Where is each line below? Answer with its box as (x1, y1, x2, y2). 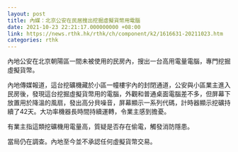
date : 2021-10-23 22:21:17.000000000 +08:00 (7, 23, 141, 30)
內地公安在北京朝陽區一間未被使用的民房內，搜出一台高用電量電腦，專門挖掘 (7, 57, 231, 66)
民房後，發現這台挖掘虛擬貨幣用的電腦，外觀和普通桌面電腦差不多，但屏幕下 (7, 90, 231, 98)
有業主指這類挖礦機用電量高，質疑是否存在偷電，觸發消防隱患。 (7, 122, 193, 131)
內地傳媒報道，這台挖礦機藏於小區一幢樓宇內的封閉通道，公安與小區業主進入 (7, 81, 231, 89)
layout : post (7, 10, 46, 18)
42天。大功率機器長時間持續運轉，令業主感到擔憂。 (19, 107, 171, 116)
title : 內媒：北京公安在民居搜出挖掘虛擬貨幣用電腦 (7, 17, 140, 24)
